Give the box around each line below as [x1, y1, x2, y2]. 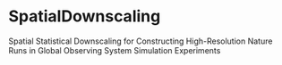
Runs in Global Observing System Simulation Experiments [8, 45, 221, 55]
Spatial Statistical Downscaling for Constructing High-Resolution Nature [8, 36, 273, 46]
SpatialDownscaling [8, 6, 161, 27]
